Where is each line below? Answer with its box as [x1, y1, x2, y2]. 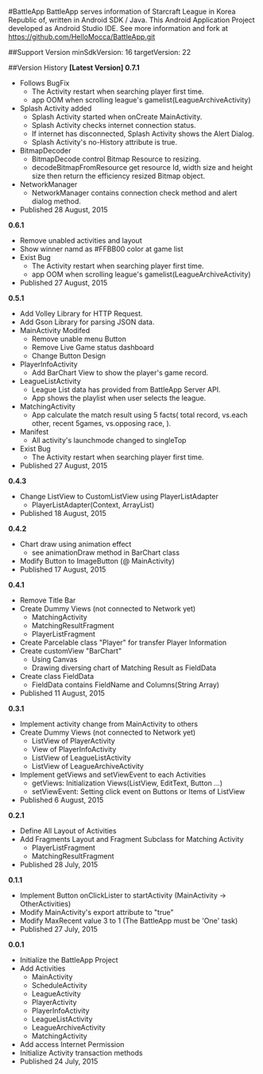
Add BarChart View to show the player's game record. [31, 368, 209, 377]
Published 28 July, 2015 [19, 860, 99, 869]
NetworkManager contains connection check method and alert [31, 188, 238, 197]
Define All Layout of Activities [19, 826, 117, 836]
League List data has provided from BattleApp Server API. [31, 385, 221, 394]
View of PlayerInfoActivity [31, 745, 117, 754]
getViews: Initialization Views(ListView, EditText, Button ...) [31, 778, 223, 788]
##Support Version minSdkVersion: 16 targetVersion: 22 [8, 48, 191, 56]
